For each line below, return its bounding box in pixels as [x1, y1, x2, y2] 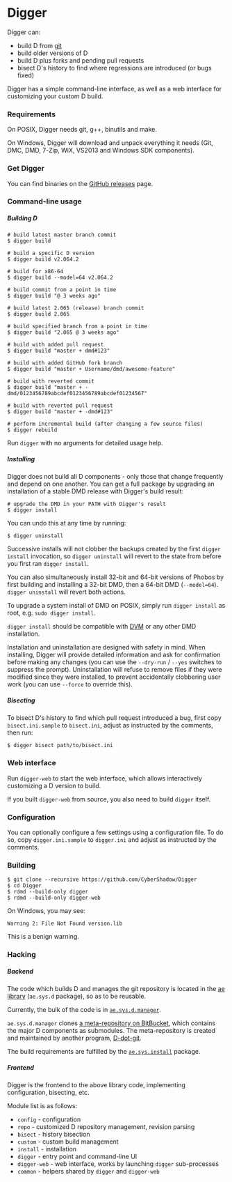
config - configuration [17, 1115, 81, 1123]
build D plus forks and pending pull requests [17, 56, 144, 64]
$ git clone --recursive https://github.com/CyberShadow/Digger [7, 876, 197, 883]
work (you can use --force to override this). [7, 680, 133, 689]
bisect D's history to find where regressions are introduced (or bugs [17, 63, 212, 72]
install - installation [17, 1145, 77, 1153]
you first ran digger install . [7, 560, 89, 568]
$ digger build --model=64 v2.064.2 [7, 274, 113, 282]
